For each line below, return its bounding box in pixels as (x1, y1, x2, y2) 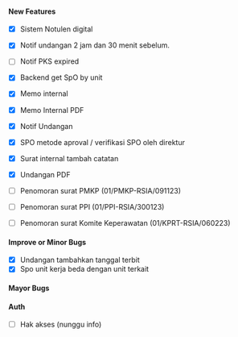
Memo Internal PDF (19, 105, 84, 114)
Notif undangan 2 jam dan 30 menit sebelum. (19, 40, 170, 50)
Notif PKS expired (19, 56, 80, 66)
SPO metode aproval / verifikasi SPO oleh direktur (19, 137, 185, 147)
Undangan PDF (19, 169, 71, 179)
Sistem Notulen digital (19, 24, 93, 34)
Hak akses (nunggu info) (19, 319, 102, 330)
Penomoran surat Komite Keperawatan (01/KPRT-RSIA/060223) (19, 218, 231, 227)
